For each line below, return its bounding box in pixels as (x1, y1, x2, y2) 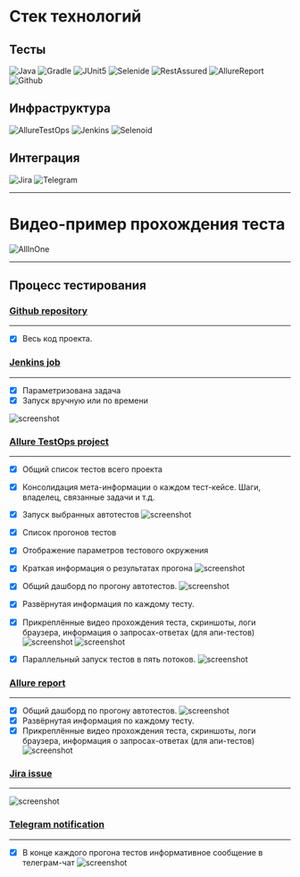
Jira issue (9, 767, 53, 780)
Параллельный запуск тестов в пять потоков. (21, 654, 196, 664)
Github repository (9, 304, 87, 316)
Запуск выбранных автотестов (21, 510, 140, 520)
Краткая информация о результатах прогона (21, 563, 194, 574)
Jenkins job (9, 356, 61, 368)
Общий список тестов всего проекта (21, 464, 163, 475)
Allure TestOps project (9, 435, 110, 448)
